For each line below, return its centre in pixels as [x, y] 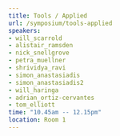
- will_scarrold [35, 38]
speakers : [25, 30]
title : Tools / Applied [48, 16]
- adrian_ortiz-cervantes [51, 98]
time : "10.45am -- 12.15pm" [55, 113]
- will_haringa [34, 90]
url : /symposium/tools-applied [60, 23]
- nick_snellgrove [39, 53]
